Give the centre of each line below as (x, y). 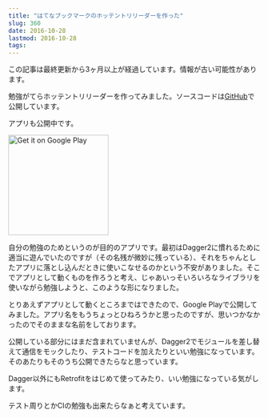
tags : (17, 46)
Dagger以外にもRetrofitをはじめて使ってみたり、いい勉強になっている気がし (134, 379)
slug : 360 (25, 23)
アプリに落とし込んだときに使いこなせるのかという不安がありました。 (130, 267)
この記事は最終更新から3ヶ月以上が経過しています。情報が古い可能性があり (133, 70)
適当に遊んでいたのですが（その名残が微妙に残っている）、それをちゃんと (129, 258)
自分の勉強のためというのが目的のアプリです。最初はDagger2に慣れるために (134, 247)
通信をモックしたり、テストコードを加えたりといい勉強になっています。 (140, 352)
